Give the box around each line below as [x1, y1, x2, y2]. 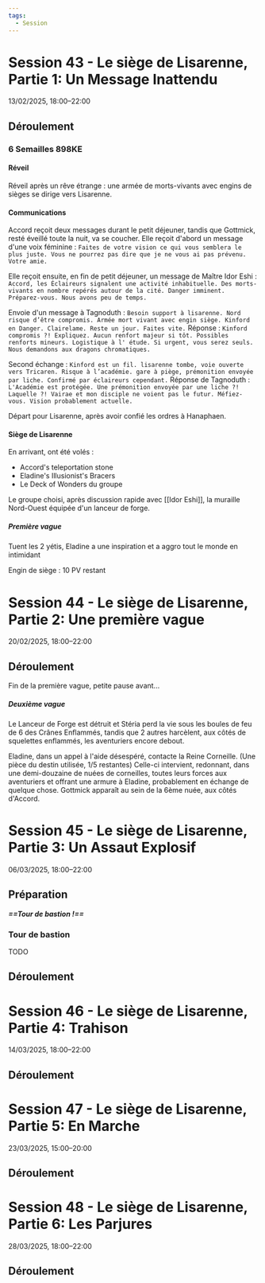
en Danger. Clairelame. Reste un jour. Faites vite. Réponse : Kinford [8, 323, 248, 333]
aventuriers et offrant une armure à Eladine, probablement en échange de [8, 777, 249, 786]
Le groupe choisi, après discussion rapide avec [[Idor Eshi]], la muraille [8, 495, 240, 505]
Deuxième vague [8, 699, 66, 708]
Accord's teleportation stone [19, 462, 113, 472]
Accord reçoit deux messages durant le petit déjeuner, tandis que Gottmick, [8, 225, 256, 235]
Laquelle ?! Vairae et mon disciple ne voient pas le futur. [8, 391, 215, 399]
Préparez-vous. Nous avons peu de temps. [8, 294, 148, 302]
